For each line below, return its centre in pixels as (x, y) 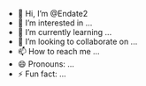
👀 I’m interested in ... (55, 23)
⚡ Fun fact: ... (42, 74)
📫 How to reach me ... (58, 51)
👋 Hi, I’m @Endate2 (53, 14)
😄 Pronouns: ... (46, 64)
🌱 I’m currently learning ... (65, 32)
